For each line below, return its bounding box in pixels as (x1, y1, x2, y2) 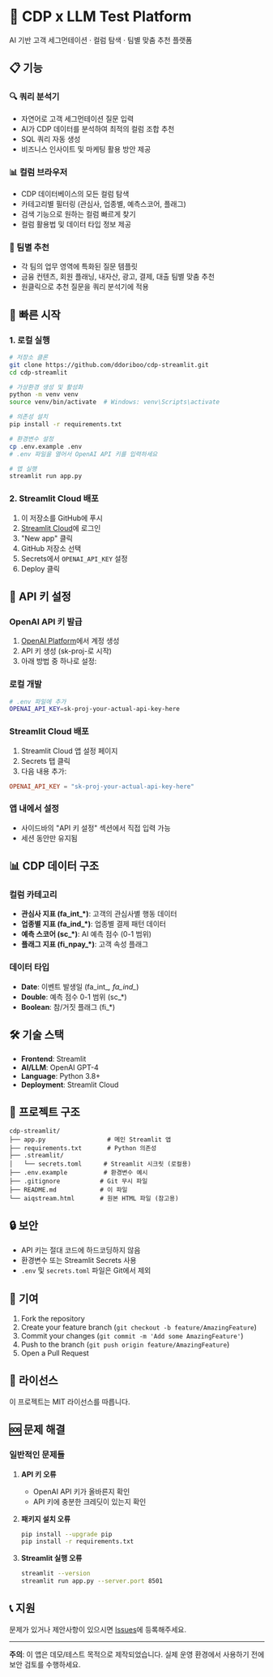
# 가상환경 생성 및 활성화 (9, 383, 83, 391)
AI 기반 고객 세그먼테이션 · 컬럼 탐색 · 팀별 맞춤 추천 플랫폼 (9, 35, 193, 45)
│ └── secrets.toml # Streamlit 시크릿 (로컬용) (9, 1160, 192, 1168)
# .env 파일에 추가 (9, 697, 66, 705)
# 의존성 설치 (9, 413, 49, 421)
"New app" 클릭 (20, 533, 74, 543)
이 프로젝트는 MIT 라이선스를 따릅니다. (9, 1396, 130, 1407)
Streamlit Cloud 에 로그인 (20, 523, 101, 532)
